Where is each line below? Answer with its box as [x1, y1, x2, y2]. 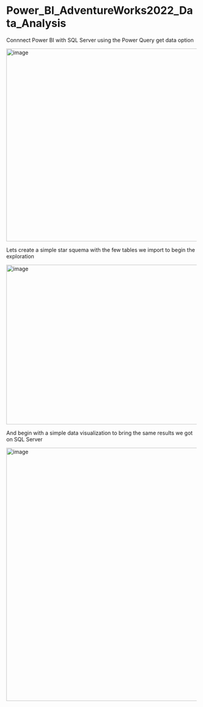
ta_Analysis [6, 16, 66, 30]
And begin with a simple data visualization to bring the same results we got [6, 429, 193, 437]
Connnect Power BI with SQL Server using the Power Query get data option [6, 36, 194, 43]
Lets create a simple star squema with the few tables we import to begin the [6, 246, 195, 254]
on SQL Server [6, 435, 43, 443]
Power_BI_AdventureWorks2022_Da [6, 4, 193, 18]
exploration [6, 252, 34, 260]
